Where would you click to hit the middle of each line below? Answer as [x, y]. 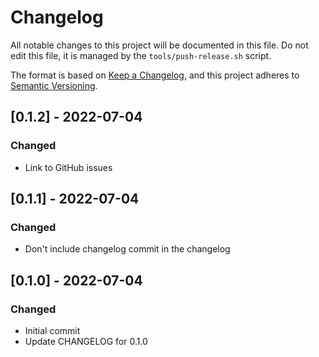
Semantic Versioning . [54, 85]
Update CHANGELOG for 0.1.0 [86, 341]
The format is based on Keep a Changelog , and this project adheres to [155, 75]
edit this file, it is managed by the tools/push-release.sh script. [141, 55]
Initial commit [52, 330]
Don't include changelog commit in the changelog [127, 249]
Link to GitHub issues [68, 167]
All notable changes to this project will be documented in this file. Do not [159, 45]
